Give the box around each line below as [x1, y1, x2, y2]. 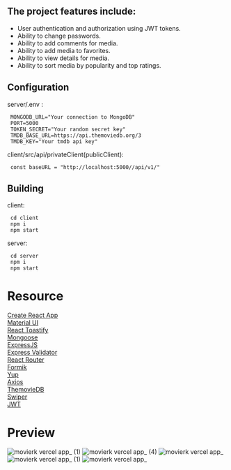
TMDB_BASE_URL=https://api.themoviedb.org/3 [10, 132, 141, 139]
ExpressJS [7, 341, 38, 349]
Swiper [7, 392, 28, 401]
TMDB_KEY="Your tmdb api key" [10, 138, 98, 145]
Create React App [7, 311, 58, 320]
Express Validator [7, 348, 58, 357]
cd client [10, 214, 39, 222]
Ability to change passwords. [17, 31, 101, 40]
